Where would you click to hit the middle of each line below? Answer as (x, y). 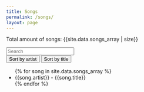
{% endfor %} (31, 84)
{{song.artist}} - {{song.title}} (50, 78)
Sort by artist (23, 59)
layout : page (22, 22)
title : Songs (22, 11)
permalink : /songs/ (30, 17)
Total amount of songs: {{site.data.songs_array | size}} (72, 40)
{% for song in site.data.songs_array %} (63, 71)
